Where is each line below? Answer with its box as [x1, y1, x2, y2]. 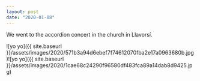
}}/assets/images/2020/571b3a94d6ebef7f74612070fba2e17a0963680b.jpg [6, 49, 194, 56]
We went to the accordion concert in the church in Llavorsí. [6, 31, 153, 38]
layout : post [6, 8, 39, 15]
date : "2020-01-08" [6, 14, 55, 20]
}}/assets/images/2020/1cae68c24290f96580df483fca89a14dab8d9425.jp [6, 61, 193, 69]
